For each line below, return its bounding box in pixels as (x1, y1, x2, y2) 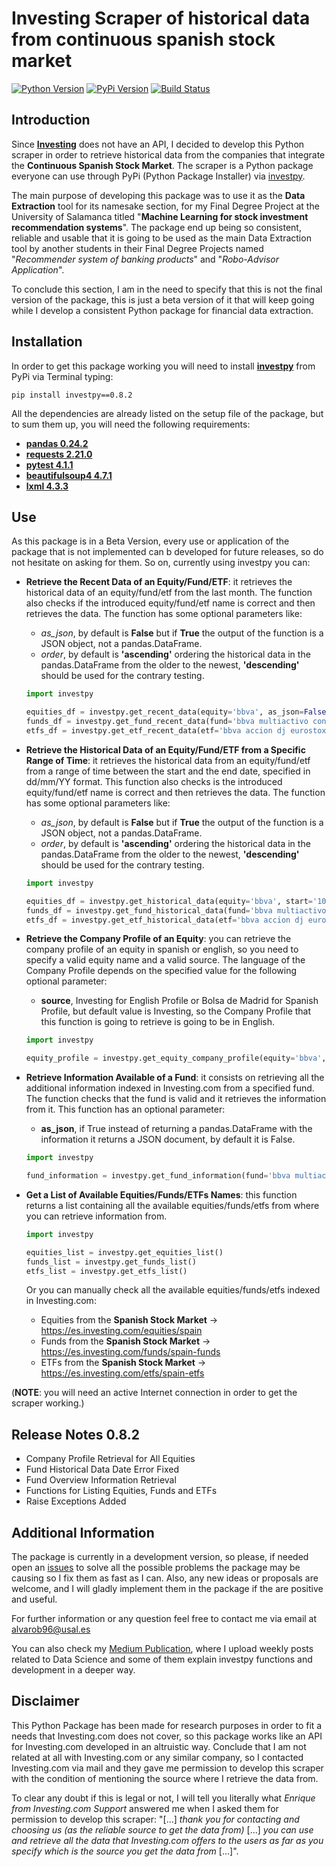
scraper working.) (11, 1397, 85, 1409)
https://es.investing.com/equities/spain (40, 1325, 203, 1337)
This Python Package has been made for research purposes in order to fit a (11, 1719, 323, 1731)
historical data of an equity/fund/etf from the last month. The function (25, 587, 313, 599)
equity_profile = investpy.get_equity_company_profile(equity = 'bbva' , (25, 1053, 327, 1064)
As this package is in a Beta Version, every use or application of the (11, 535, 290, 547)
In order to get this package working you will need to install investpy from (11, 360, 316, 372)
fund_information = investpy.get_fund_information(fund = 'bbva (25, 1171, 291, 1181)
